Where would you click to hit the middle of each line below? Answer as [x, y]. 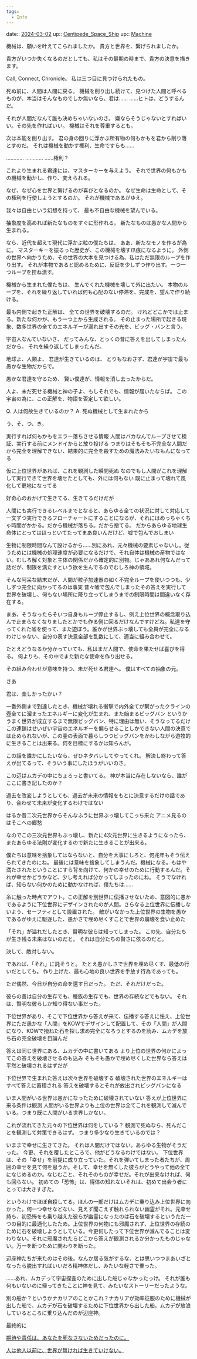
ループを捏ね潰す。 [34, 272]
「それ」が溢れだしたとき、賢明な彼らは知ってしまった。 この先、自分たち [96, 932]
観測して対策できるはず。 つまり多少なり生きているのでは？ [89, 1132]
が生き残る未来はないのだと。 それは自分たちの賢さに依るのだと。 [86, 939]
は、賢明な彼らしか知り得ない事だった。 [55, 1003]
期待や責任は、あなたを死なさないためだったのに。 [68, 1338]
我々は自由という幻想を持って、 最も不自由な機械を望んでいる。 [84, 210]
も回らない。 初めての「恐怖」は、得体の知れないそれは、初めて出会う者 [94, 1182]
